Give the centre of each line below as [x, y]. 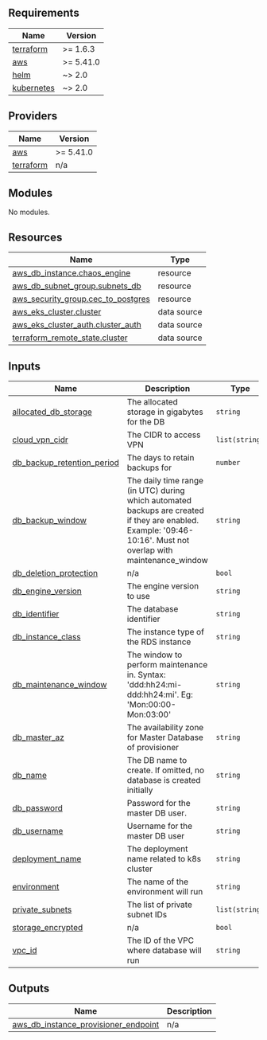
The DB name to [157, 760]
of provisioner [153, 748]
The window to [155, 655]
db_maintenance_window [60, 685]
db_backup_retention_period [66, 463]
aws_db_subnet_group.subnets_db [77, 286]
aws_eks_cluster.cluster [57, 312]
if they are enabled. [163, 521]
